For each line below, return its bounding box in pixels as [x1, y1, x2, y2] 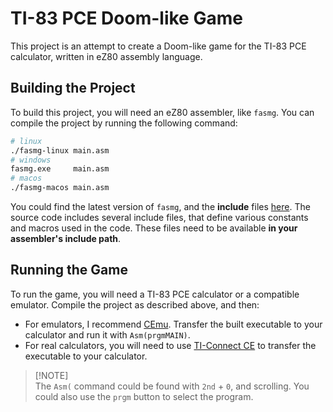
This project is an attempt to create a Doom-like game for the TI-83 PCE [10, 40, 307, 52]
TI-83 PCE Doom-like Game [10, 7, 243, 30]
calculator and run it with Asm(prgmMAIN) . [24, 328, 191, 341]
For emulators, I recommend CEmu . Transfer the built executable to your [24, 318, 323, 330]
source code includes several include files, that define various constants [10, 212, 309, 223]
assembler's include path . [10, 233, 122, 244]
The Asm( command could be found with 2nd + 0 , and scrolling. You [34, 380, 310, 392]
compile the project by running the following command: [10, 117, 238, 129]
